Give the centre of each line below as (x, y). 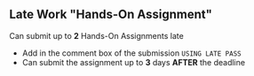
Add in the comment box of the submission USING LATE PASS (131, 53)
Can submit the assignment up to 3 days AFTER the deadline (134, 62)
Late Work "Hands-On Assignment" (111, 15)
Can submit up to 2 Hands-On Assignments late (96, 35)
